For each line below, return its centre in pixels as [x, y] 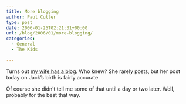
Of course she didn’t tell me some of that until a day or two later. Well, [90, 89]
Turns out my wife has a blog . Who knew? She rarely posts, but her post [93, 71]
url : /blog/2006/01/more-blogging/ [50, 33]
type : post [19, 22]
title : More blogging [33, 11]
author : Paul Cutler [31, 17]
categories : [21, 39]
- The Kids [25, 50]
